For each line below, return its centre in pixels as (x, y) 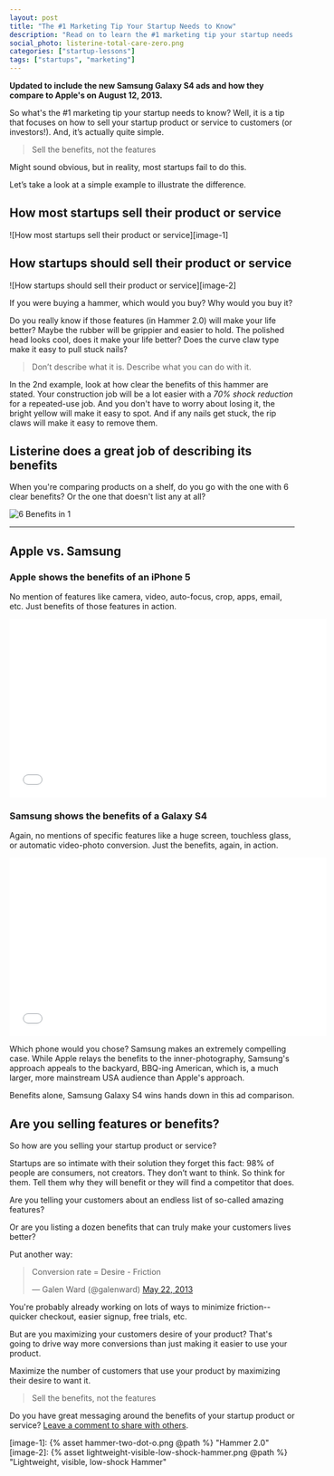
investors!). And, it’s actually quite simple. (87, 132)
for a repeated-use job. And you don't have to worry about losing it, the (143, 403)
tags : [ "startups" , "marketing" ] (72, 60)
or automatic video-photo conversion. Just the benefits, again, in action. (144, 845)
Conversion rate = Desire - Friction (96, 1272)
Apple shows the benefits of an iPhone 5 (100, 577)
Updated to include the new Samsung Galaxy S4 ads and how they (137, 86)
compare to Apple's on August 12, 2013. (86, 95)
